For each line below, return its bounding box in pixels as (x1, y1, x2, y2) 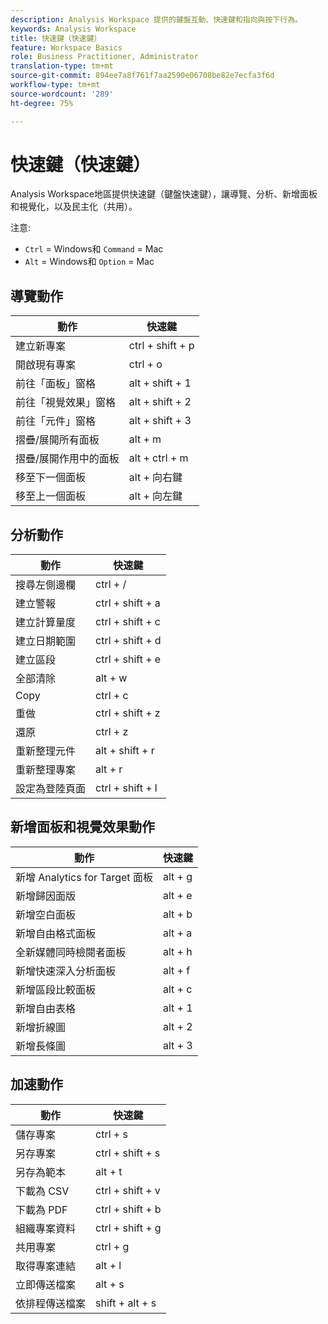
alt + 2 (162, 1019, 193, 1033)
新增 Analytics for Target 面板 (15, 870, 153, 884)
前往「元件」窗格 (15, 414, 97, 428)
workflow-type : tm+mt (10, 80, 101, 90)
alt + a (162, 926, 193, 940)
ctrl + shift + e (95, 652, 162, 666)
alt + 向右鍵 (128, 471, 183, 485)
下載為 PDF (15, 1202, 68, 1216)
